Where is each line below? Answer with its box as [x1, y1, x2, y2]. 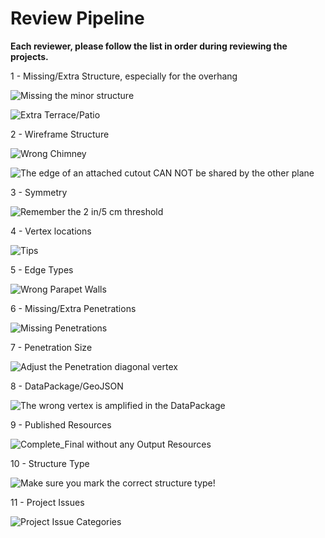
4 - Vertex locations [10, 225, 92, 237]
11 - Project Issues [10, 496, 85, 508]
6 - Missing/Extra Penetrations [10, 302, 137, 314]
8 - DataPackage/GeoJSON [10, 380, 124, 392]
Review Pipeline [10, 7, 145, 30]
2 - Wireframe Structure [10, 128, 110, 140]
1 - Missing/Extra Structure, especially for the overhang [10, 70, 238, 82]
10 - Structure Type [10, 457, 90, 469]
